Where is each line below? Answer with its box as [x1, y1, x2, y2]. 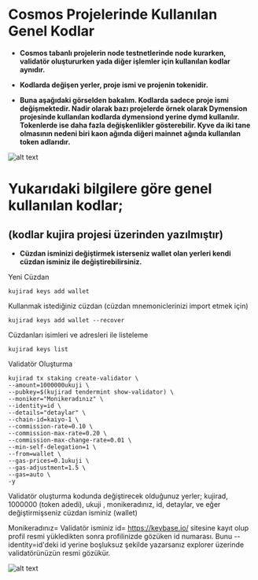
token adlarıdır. [19, 137, 71, 146]
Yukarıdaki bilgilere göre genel [8, 180, 212, 198]
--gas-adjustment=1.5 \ [8, 464, 87, 472]
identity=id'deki [8, 540, 59, 549]
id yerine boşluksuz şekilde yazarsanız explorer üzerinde [60, 540, 245, 549]
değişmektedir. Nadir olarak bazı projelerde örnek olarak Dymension [19, 104, 248, 113]
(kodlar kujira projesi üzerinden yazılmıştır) [8, 228, 224, 241]
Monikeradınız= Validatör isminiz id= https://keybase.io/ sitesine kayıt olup [8, 523, 249, 532]
